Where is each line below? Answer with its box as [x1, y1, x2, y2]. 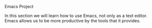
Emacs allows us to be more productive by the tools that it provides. [4, 18, 141, 23]
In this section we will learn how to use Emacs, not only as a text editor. [4, 13, 148, 19]
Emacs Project [4, 4, 34, 9]
